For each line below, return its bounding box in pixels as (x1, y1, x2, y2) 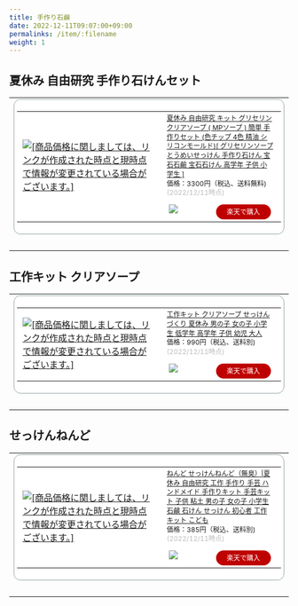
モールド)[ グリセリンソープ (186, 141, 273, 151)
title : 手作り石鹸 (9, 12, 71, 22)
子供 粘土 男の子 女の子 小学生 (175, 497, 270, 507)
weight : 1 (9, 37, 46, 47)
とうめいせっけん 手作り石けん (167, 151, 263, 161)
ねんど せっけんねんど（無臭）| (167, 468, 264, 478)
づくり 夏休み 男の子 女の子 (167, 319, 253, 328)
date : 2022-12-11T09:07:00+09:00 (9, 21, 133, 30)
